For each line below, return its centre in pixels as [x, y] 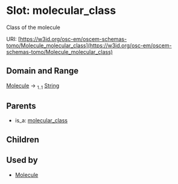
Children [23, 140]
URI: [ [13, 39]
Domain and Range [43, 71]
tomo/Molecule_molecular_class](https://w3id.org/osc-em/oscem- [89, 45]
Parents [21, 106]
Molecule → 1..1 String [33, 86]
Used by [22, 160]
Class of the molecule [33, 27]
